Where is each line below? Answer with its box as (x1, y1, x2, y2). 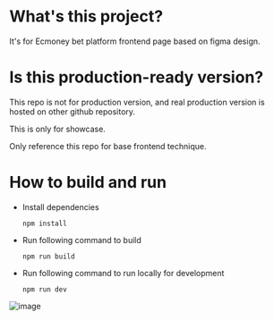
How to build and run (9, 173, 167, 193)
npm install (21, 219, 67, 228)
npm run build (21, 252, 75, 261)
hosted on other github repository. (9, 105, 136, 117)
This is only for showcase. (9, 123, 106, 134)
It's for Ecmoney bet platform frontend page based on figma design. (9, 36, 261, 46)
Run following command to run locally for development (21, 267, 225, 278)
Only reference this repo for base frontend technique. (9, 140, 207, 151)
